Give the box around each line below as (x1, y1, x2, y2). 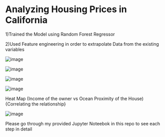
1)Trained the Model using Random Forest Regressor (5, 31, 115, 37)
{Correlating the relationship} (5, 100, 66, 107)
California (5, 14, 48, 26)
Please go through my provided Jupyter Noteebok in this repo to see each (5, 120, 160, 126)
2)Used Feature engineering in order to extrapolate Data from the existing (5, 41, 159, 47)
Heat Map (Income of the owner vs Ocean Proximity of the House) (5, 95, 144, 101)
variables (5, 46, 24, 52)
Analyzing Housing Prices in (5, 4, 127, 15)
